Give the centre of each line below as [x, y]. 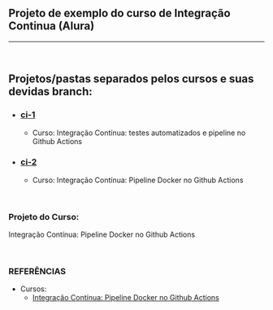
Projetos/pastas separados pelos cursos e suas [131, 79]
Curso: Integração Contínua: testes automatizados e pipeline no [139, 133]
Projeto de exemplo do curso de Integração [119, 13]
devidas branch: [51, 92]
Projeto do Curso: [44, 216]
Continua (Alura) [52, 26]
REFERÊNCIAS [37, 272]
